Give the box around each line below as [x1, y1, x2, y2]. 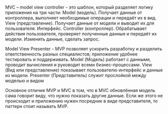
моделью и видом [5, 77, 44, 83]
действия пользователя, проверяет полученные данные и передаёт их [5, 31, 157, 36]
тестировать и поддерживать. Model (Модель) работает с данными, [5, 56, 151, 62]
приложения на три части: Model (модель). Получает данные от [5, 9, 142, 15]
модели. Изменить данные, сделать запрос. [5, 36, 100, 42]
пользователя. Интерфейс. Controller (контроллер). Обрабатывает [5, 25, 147, 31]
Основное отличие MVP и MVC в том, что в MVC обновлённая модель [5, 87, 155, 93]
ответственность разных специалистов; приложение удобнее [5, 51, 138, 57]
